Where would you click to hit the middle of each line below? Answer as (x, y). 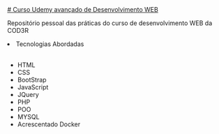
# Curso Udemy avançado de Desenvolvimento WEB (83, 9)
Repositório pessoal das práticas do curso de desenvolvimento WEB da (110, 23)
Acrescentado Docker (49, 124)
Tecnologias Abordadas (50, 44)
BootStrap (32, 80)
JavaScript (33, 87)
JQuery (28, 95)
